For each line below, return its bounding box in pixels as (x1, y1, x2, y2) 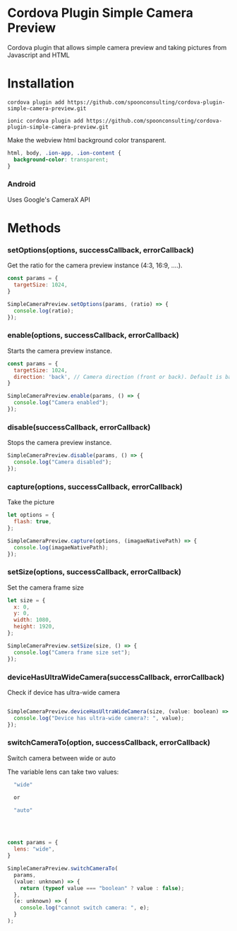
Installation (7, 75, 75, 92)
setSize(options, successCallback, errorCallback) (7, 567, 182, 577)
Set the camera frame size (7, 583, 85, 592)
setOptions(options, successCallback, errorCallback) (7, 245, 194, 255)
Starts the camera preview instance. (7, 346, 113, 355)
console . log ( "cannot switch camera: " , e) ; (20, 904, 150, 911)
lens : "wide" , (13, 846, 55, 853)
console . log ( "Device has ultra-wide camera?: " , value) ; (13, 714, 185, 722)
